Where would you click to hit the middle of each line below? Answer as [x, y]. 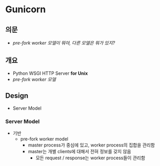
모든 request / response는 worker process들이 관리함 [90, 158]
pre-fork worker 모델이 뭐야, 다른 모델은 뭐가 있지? [64, 43]
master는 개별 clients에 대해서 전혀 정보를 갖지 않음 [79, 151]
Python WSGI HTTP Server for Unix [50, 73]
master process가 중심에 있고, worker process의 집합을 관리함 [91, 145]
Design [17, 96]
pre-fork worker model [44, 139]
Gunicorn [26, 9]
